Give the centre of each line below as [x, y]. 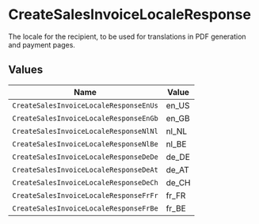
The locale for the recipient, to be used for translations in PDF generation [128, 36]
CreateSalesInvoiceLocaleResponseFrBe [85, 208]
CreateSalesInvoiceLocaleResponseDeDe [85, 157]
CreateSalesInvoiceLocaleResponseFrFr [85, 195]
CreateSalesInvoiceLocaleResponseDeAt [85, 169]
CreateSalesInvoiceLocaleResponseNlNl [85, 131]
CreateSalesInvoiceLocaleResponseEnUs [85, 105]
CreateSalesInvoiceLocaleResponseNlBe [85, 144]
